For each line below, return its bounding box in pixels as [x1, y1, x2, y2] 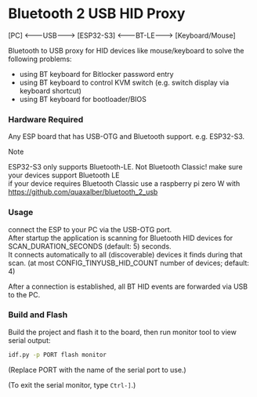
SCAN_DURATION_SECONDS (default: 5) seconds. [8, 241, 172, 251]
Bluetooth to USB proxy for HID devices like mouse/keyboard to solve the [8, 46, 244, 55]
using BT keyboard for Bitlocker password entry [19, 69, 174, 78]
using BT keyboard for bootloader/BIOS [19, 94, 147, 104]
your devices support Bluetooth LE [8, 170, 120, 180]
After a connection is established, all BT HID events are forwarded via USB [8, 282, 248, 291]
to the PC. [8, 290, 41, 299]
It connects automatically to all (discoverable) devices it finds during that [8, 249, 243, 259]
